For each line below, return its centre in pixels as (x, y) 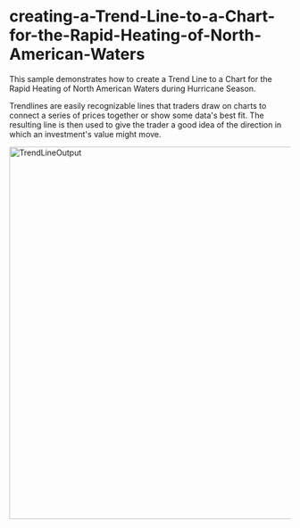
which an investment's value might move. (86, 134)
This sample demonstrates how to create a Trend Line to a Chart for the (141, 78)
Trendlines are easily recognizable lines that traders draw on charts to (138, 105)
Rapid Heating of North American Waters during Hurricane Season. (133, 88)
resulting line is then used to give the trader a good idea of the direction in (146, 124)
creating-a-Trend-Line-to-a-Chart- (142, 16)
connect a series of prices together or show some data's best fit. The (137, 115)
